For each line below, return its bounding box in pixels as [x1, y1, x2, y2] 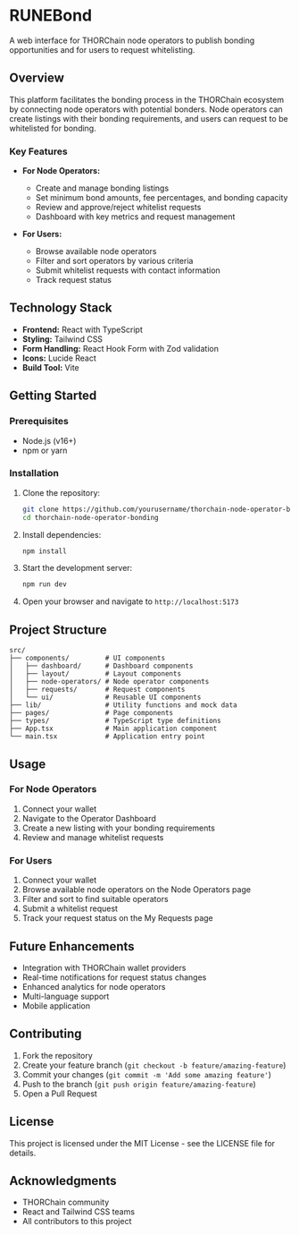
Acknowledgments [9, 1173, 118, 1188]
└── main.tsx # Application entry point [9, 732, 205, 741]
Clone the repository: [21, 487, 101, 498]
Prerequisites [9, 415, 69, 428]
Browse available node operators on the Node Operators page [21, 884, 252, 895]
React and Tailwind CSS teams [21, 1206, 136, 1217]
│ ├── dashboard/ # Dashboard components [9, 661, 194, 671]
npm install [21, 547, 67, 556]
